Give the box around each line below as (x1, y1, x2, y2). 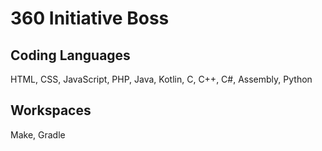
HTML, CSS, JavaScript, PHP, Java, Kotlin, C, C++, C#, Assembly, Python (10, 73, 313, 85)
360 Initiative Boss (10, 7, 170, 30)
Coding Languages (10, 47, 131, 64)
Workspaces (10, 102, 92, 119)
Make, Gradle (10, 128, 66, 141)
